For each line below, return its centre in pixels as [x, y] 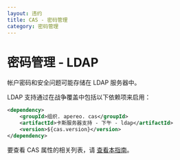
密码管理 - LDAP [53, 62]
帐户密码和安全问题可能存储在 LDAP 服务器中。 [74, 82]
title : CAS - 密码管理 [37, 20]
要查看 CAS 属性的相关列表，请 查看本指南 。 [70, 150]
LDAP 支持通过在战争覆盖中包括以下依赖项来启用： [79, 98]
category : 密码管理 [33, 26]
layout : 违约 [25, 13]
